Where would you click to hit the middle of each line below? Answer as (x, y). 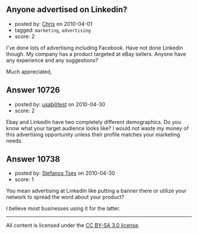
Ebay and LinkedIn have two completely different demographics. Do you (94, 122)
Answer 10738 (33, 159)
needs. (14, 141)
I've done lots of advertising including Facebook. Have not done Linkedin (95, 48)
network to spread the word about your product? (65, 197)
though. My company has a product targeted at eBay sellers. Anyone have (96, 54)
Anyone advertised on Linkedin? (67, 10)
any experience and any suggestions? (52, 60)
